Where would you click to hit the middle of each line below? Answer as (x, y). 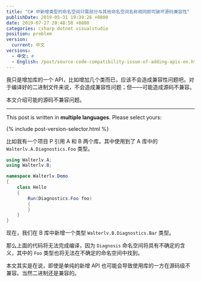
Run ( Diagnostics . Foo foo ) (60, 198)
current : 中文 (28, 45)
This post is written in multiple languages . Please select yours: (84, 117)
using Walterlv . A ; (29, 160)
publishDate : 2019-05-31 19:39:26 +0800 (57, 17)
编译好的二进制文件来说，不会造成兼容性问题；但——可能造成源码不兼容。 (103, 87)
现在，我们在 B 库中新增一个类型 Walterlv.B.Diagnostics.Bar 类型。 (90, 233)
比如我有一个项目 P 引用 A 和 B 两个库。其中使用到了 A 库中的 (82, 141)
